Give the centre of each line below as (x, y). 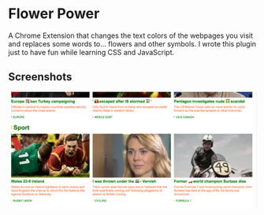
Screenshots (40, 77)
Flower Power (54, 14)
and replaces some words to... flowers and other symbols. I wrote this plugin (132, 43)
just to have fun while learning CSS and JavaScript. (91, 52)
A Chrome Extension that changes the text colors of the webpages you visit (131, 35)
